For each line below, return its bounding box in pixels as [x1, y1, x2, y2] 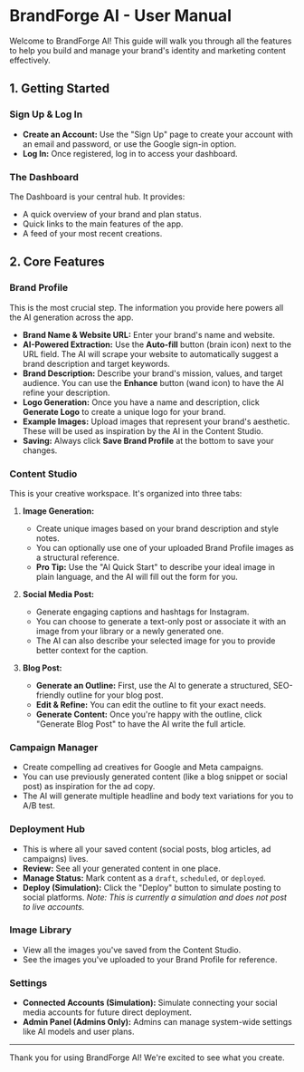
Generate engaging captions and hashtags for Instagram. [35, 606, 250, 617]
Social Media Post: [22, 588, 95, 599]
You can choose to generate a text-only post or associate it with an [35, 615, 287, 626]
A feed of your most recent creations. [22, 227, 163, 238]
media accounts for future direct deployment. [22, 1007, 193, 1018]
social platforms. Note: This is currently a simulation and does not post [22, 892, 288, 903]
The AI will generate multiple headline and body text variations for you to [22, 790, 294, 802]
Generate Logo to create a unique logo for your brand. [22, 406, 226, 417]
